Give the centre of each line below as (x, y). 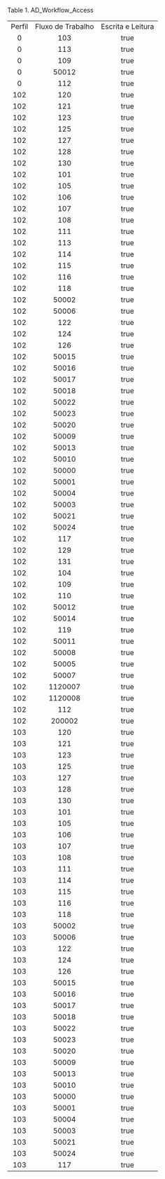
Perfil (20, 26)
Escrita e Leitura (128, 26)
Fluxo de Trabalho (64, 26)
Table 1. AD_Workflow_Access (50, 10)
